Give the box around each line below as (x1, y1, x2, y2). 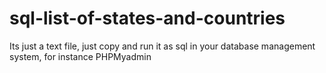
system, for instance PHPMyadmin (9, 50, 152, 62)
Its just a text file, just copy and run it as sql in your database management (9, 40, 316, 52)
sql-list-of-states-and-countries (9, 7, 286, 30)
